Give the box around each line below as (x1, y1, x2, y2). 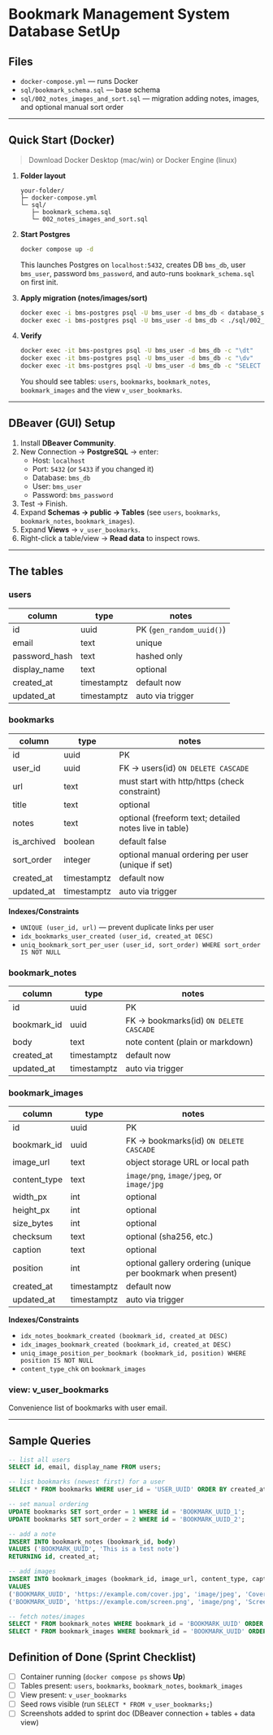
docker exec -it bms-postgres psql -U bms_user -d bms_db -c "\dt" (19, 347, 254, 355)
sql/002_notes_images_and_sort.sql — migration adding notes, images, (19, 94, 260, 103)
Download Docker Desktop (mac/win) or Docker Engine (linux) (28, 155, 237, 165)
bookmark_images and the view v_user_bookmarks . (19, 385, 183, 395)
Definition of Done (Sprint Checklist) (8, 1650, 197, 1664)
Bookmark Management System (8, 5, 230, 24)
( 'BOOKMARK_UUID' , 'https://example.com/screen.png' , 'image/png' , (8, 1597, 242, 1605)
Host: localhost (32, 455, 85, 465)
